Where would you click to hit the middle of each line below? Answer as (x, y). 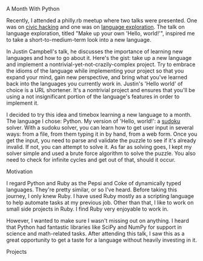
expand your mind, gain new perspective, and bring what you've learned (97, 77)
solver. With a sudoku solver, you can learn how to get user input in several (100, 127)
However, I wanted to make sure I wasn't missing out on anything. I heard (98, 221)
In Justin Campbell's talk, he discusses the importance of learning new (95, 51)
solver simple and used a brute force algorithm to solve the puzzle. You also (101, 153)
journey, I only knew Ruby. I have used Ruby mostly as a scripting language (100, 196)
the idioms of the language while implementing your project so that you (95, 71)
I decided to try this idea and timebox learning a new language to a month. (99, 115)
